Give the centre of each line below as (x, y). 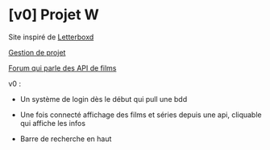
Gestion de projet (37, 52)
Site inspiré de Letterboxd (51, 37)
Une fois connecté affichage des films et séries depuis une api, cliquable (141, 115)
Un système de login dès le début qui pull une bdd (104, 99)
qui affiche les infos (53, 123)
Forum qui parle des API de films (62, 68)
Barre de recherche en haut (66, 139)
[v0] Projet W (54, 15)
